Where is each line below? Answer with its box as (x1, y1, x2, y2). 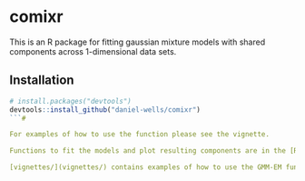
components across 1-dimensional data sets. (9, 45, 177, 56)
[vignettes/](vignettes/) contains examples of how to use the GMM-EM (9, 163, 282, 172)
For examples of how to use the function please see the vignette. (9, 130, 271, 139)
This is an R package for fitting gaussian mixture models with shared (9, 36, 266, 47)
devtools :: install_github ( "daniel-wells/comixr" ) (9, 105, 202, 115)
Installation (9, 73, 74, 88)
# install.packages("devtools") (9, 96, 132, 106)
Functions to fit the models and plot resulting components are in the (9, 146, 286, 156)
